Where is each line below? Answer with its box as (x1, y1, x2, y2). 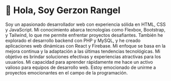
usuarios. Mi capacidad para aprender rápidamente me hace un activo (5, 59, 153, 65)
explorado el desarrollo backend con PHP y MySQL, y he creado (5, 37, 141, 44)
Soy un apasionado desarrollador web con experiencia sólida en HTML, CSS (5, 21, 166, 27)
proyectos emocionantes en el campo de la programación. (5, 69, 128, 75)
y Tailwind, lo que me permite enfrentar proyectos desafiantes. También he (5, 32, 163, 38)
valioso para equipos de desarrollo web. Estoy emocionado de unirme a (5, 64, 156, 70)
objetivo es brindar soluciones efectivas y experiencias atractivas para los (5, 53, 161, 60)
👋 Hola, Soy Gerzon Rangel (5, 5, 121, 16)
